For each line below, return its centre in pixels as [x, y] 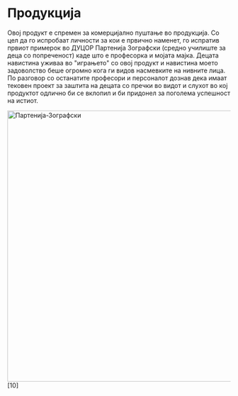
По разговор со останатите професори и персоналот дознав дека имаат [117, 78]
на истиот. [23, 100]
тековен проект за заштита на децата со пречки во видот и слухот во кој [118, 85]
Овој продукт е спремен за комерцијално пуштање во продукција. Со [113, 33]
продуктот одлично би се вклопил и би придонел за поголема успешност [119, 93]
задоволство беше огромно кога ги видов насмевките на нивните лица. [117, 70]
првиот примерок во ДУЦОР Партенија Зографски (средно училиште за [117, 48]
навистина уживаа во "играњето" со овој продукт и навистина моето [113, 62]
